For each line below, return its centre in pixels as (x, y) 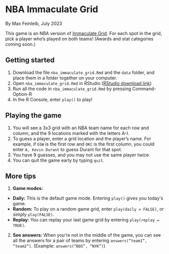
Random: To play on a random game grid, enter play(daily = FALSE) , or (88, 209)
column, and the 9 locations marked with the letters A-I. (71, 133)
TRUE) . (19, 225)
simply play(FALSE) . (33, 214)
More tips (21, 176)
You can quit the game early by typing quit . (58, 160)
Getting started (30, 60)
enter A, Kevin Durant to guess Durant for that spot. (67, 149)
